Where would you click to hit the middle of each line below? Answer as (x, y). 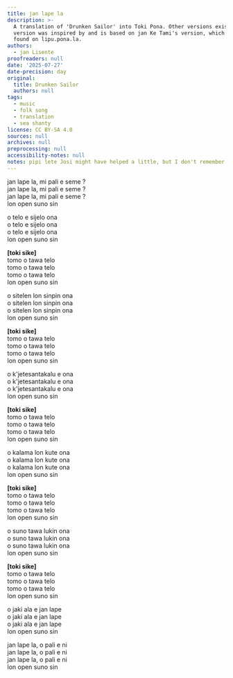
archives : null (29, 143)
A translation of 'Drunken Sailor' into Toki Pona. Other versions (113, 26)
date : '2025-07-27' (35, 65)
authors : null (34, 91)
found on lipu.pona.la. (48, 40)
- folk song (31, 110)
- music (25, 104)
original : (21, 78)
